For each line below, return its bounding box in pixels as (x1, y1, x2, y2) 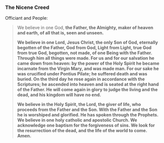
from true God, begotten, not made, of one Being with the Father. (17, 50, 153, 56)
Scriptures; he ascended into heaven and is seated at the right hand (17, 81, 159, 87)
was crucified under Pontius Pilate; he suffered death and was (17, 71, 148, 77)
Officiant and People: (5, 15, 48, 21)
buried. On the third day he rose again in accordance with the (17, 76, 145, 82)
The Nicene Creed (5, 4, 49, 11)
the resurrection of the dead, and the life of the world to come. (17, 128, 147, 134)
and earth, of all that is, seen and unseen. (17, 30, 104, 36)
